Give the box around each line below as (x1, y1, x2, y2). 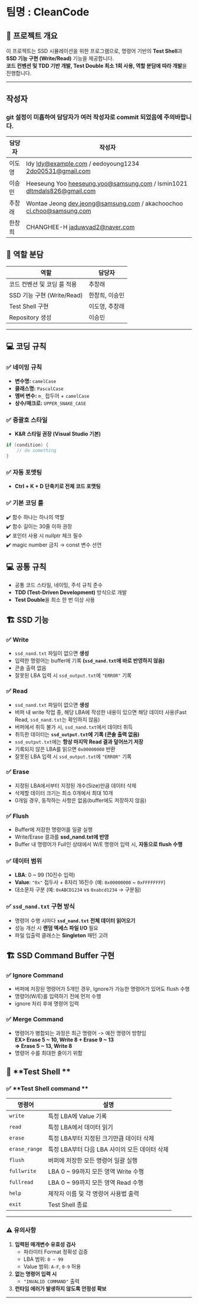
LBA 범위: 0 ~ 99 (23, 1255, 64, 1263)
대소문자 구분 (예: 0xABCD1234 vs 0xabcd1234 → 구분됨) (14, 886, 141, 893)
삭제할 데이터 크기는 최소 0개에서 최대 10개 (14, 789, 113, 797)
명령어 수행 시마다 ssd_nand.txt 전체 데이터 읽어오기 (14, 917, 136, 924)
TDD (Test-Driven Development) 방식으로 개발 (14, 588, 127, 596)
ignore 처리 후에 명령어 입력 (14, 1000, 80, 1007)
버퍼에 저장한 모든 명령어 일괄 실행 (48, 1156, 138, 1165)
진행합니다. (6, 70, 32, 77)
